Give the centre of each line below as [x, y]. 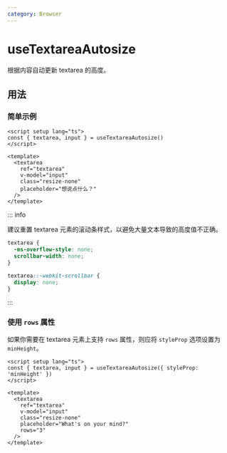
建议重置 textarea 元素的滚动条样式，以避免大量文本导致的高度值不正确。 [115, 229]
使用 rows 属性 [31, 323]
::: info [17, 215]
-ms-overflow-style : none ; [54, 250]
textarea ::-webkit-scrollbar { [54, 276]
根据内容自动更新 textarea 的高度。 [59, 70]
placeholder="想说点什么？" [59, 189]
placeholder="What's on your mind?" [75, 424]
